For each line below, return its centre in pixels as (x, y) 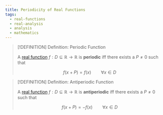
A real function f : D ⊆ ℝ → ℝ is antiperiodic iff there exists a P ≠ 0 (86, 92)
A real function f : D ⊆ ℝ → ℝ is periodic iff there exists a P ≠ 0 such (88, 57)
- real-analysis (26, 24)
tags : (11, 14)
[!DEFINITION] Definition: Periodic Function (61, 47)
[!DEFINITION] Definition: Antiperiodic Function (65, 82)
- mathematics (24, 33)
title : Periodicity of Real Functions (45, 10)
